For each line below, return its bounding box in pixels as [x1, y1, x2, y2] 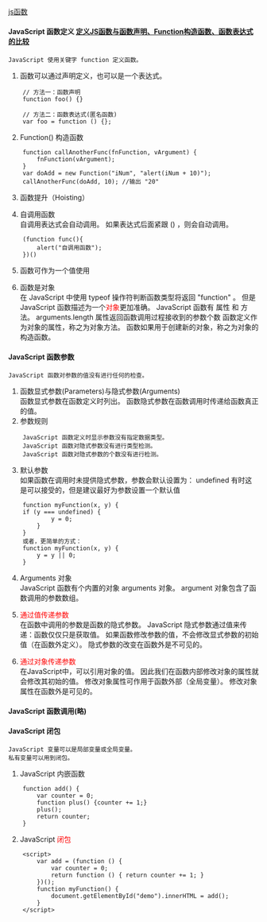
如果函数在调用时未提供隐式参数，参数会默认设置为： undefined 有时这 [19, 475, 253, 485]
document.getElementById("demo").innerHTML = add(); [50, 893, 229, 901]
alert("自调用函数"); [37, 244, 103, 252]
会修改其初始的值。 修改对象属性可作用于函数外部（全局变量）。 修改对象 [19, 676, 257, 686]
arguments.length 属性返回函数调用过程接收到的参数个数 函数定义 [35, 312, 251, 322]
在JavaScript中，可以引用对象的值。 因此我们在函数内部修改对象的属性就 [19, 667, 259, 676]
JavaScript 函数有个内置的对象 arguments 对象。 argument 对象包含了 [19, 583, 250, 593]
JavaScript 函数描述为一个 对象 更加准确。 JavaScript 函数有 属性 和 [19, 303, 239, 312]
